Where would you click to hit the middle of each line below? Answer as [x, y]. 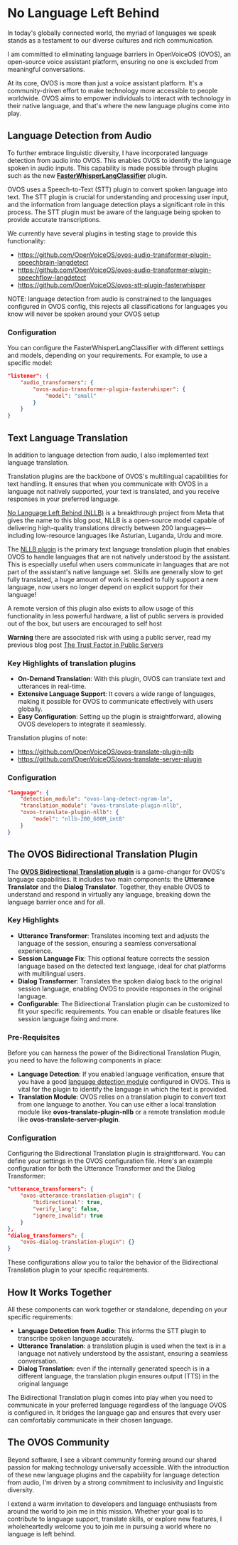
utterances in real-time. [52, 686]
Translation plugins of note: [47, 738]
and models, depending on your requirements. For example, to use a [107, 355]
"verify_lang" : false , [66, 1209]
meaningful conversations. [46, 69]
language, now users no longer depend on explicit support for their [106, 587]
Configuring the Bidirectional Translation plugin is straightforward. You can [117, 1154]
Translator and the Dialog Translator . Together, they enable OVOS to [109, 887]
